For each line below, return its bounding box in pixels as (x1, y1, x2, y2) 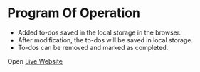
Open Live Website (7, 56, 63, 65)
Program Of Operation (7, 5, 141, 21)
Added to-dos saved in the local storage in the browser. (17, 28, 181, 37)
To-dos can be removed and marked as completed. (17, 43, 169, 52)
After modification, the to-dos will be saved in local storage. (17, 35, 194, 44)
